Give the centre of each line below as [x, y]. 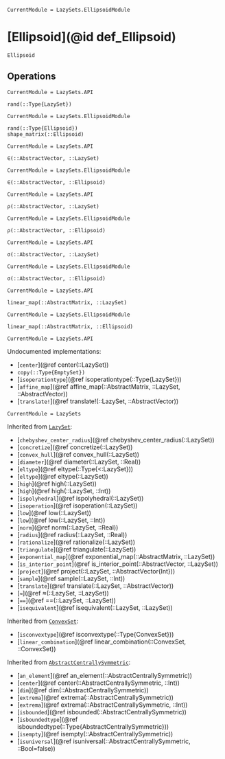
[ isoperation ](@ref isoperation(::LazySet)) [77, 506]
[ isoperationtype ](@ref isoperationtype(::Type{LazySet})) [99, 379]
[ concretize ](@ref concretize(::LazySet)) [75, 447]
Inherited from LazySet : [40, 427]
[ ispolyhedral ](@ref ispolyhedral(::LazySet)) [80, 498]
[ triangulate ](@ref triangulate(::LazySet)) [76, 549]
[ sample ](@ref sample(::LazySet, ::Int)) [71, 578]
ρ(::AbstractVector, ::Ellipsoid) [57, 230]
